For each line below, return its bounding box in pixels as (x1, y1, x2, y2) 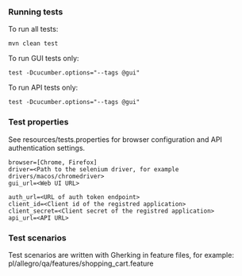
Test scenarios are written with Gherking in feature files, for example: (8, 250, 234, 259)
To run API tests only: (8, 82, 79, 93)
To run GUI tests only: (8, 54, 79, 63)
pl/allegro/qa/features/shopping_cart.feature (8, 259, 154, 268)
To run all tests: (8, 25, 59, 34)
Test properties (8, 117, 69, 128)
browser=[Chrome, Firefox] (8, 158, 98, 167)
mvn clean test (8, 40, 59, 48)
